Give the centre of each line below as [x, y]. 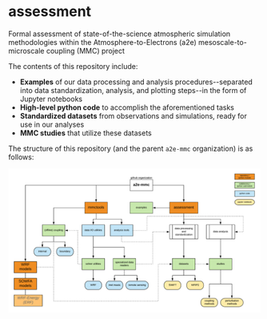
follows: [21, 157]
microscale [27, 50]
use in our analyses [52, 124]
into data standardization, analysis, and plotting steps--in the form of [133, 90]
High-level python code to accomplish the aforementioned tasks [127, 107]
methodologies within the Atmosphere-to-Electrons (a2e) [103, 42]
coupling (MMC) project [86, 50]
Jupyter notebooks [51, 99]
